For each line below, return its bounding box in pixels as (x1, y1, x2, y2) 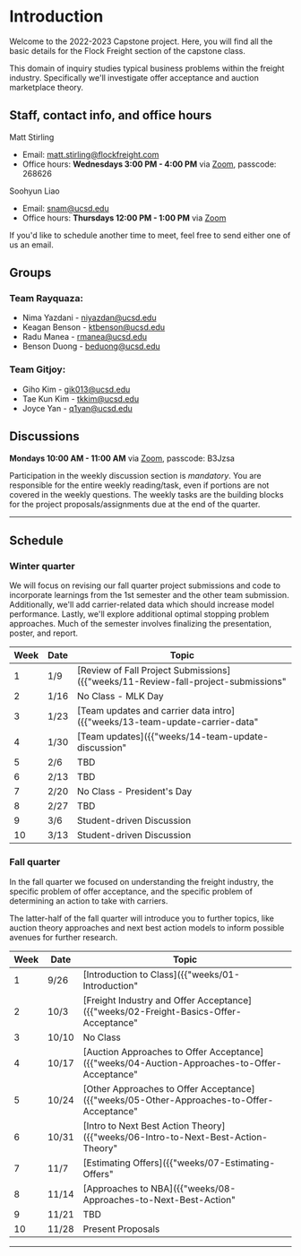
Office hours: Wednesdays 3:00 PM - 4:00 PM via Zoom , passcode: (21, 159, 277, 169)
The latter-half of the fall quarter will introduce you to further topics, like (9, 913, 275, 923)
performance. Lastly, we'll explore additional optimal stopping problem (9, 609, 270, 619)
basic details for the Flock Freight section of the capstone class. (9, 45, 246, 56)
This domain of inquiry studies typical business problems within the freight (9, 63, 285, 74)
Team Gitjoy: (9, 363, 66, 376)
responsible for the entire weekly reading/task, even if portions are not (9, 480, 270, 490)
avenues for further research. (9, 931, 118, 942)
